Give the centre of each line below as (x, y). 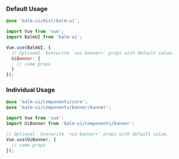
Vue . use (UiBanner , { (31, 140)
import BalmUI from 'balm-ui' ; (44, 37)
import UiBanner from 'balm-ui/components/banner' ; (70, 124)
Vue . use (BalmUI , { (28, 48)
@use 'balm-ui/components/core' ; (47, 102)
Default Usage (27, 9)
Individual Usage (31, 90)
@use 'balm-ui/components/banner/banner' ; (59, 107)
